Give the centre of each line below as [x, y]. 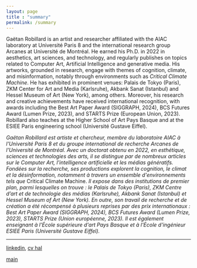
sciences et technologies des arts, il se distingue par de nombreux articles [96, 157]
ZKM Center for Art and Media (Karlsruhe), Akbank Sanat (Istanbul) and [92, 89]
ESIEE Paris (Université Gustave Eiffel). [53, 231]
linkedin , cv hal [24, 248]
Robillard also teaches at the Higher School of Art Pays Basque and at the [95, 120]
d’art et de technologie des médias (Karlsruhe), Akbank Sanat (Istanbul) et [96, 194]
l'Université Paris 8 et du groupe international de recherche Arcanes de [92, 144]
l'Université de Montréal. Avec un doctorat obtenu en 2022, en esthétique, [96, 150]
